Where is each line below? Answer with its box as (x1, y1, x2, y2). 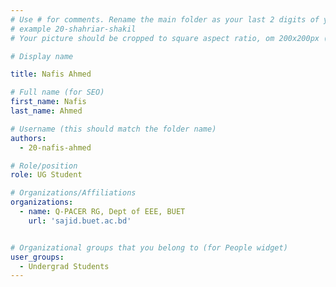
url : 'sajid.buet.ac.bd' (28, 216, 132, 226)
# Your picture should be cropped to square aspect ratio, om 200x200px (10, 33, 320, 43)
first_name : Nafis (10, 97, 87, 107)
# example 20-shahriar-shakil (10, 24, 137, 34)
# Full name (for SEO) (10, 87, 105, 98)
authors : (10, 133, 47, 143)
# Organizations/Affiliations (10, 188, 137, 198)
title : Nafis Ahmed (10, 69, 92, 80)
